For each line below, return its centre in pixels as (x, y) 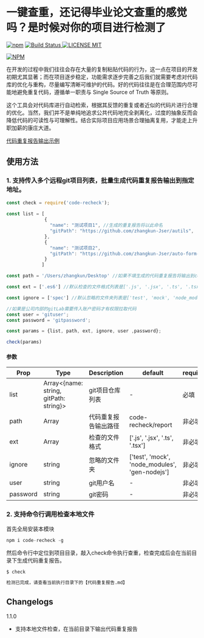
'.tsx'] (138, 446)
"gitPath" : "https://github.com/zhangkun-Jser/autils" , (122, 231)
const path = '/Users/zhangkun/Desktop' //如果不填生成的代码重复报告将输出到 (100, 276)
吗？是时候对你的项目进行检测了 (86, 28)
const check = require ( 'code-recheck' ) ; (58, 203)
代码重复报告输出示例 (33, 140)
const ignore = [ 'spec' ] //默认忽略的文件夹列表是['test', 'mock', (88, 298)
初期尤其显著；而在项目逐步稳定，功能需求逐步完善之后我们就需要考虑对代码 (102, 77)
